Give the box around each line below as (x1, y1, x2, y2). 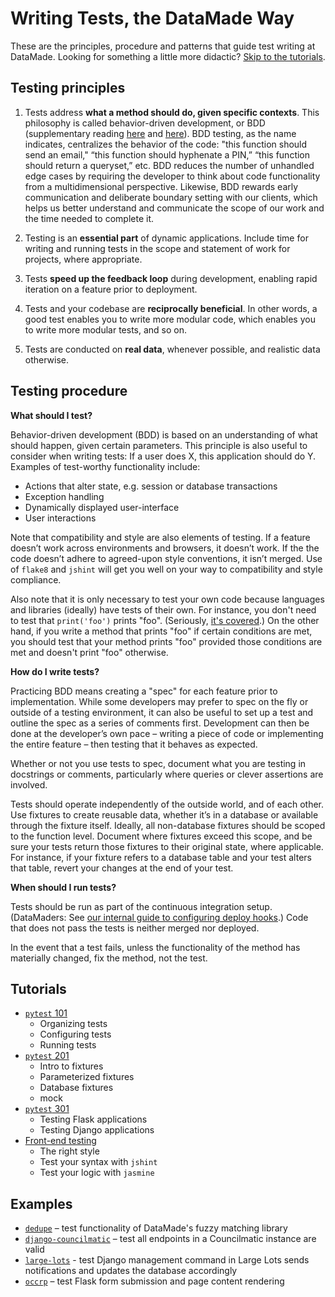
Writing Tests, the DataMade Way (10, 7, 295, 30)
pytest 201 (24, 1050, 70, 1062)
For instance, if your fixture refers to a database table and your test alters (10, 851, 312, 863)
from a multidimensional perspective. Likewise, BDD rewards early (24, 180, 299, 192)
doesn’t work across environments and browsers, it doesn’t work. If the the (10, 542, 320, 554)
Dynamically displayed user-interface (24, 501, 180, 513)
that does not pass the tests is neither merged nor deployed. (10, 922, 260, 934)
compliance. (10, 573, 62, 586)
